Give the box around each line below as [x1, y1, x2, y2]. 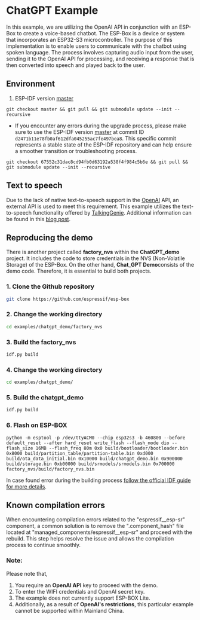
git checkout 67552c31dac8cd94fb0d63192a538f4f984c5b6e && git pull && [6, 159, 188, 165]
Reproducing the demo [6, 233, 93, 243]
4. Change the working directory [6, 365, 103, 374]
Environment [6, 79, 56, 89]
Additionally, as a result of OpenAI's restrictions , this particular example [14, 600, 194, 607]
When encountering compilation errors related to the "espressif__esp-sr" [6, 516, 185, 523]
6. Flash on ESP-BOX [6, 421, 67, 429]
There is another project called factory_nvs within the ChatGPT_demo [6, 249, 180, 256]
